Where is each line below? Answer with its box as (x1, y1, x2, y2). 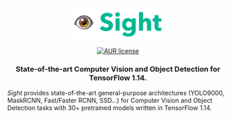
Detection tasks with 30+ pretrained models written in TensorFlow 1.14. (7, 104, 212, 112)
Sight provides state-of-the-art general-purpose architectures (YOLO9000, (7, 88, 225, 97)
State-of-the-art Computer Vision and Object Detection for (15, 64, 220, 73)
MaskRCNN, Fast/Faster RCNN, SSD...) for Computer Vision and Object (7, 96, 213, 104)
